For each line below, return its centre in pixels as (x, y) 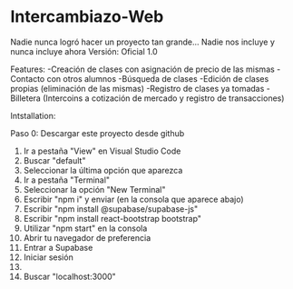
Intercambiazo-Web (87, 17)
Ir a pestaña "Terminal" (67, 180)
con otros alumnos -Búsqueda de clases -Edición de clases (158, 78)
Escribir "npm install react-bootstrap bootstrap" (112, 218)
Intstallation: (33, 115)
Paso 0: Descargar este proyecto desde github (98, 133)
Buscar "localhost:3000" (69, 276)
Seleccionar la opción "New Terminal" (94, 189)
